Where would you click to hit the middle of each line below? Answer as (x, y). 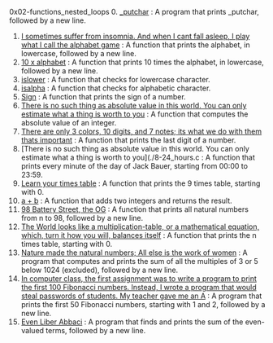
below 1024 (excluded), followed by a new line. (100, 270)
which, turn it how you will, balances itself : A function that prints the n (139, 235)
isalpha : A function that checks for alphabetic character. (116, 88)
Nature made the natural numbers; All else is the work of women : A (134, 253)
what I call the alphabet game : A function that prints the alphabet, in (135, 45)
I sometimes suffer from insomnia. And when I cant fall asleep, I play (135, 36)
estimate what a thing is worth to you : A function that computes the (134, 114)
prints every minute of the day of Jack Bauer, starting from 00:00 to (134, 166)
